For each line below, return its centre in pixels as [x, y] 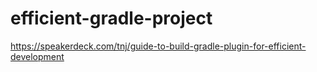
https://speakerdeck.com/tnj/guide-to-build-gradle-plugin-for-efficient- [158, 46]
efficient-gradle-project [111, 18]
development [37, 56]
